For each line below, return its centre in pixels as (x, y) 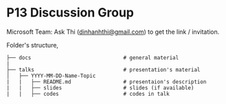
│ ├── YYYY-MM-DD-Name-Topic (51, 76)
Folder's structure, (33, 45)
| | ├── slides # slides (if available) (100, 87)
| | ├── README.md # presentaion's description (106, 82)
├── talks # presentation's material (103, 70)
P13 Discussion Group (70, 13)
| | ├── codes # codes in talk (88, 94)
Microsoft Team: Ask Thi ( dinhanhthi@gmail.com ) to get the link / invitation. (113, 32)
